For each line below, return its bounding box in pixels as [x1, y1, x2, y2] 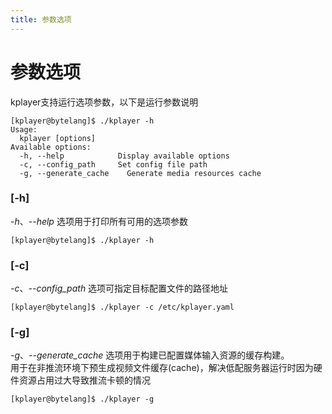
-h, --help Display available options [19, 151, 230, 161]
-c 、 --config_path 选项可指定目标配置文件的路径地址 [10, 282, 229, 295]
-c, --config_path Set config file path [19, 159, 208, 170]
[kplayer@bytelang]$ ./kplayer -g [10, 394, 155, 405]
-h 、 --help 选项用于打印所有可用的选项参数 [10, 215, 188, 227]
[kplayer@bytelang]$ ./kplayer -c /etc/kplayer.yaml [10, 302, 235, 313]
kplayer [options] [19, 133, 97, 143]
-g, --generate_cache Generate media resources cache [19, 168, 262, 178]
